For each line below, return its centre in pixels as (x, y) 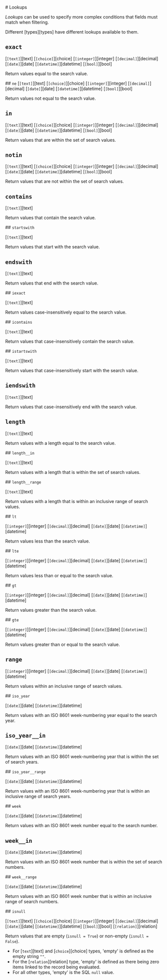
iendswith (20, 386)
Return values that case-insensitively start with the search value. (72, 371)
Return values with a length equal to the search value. (60, 443)
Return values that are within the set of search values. (61, 140)
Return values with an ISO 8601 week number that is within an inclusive (78, 896)
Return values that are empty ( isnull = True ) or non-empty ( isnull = (77, 936)
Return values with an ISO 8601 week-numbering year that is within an (77, 791)
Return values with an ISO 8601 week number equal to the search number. (81, 826)
